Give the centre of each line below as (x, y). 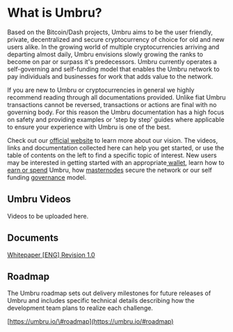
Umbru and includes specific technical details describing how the (101, 301)
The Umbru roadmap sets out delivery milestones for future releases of (109, 293)
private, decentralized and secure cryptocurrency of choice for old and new (116, 39)
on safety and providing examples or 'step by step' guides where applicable (116, 119)
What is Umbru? (55, 13)
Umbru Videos (39, 199)
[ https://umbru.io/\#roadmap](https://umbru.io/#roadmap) (90, 322)
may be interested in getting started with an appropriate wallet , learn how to (116, 162)
